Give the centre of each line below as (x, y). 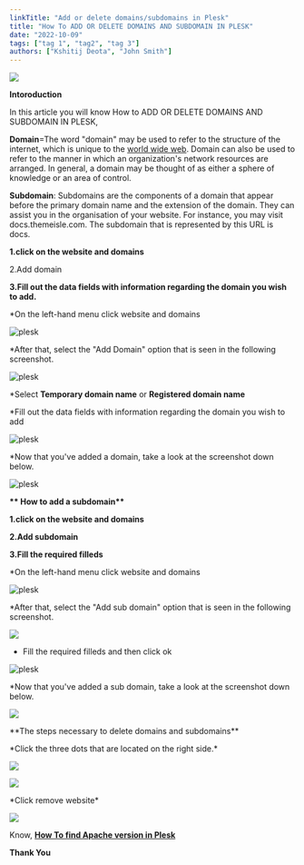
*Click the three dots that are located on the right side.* (113, 749)
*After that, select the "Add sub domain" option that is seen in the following (150, 607)
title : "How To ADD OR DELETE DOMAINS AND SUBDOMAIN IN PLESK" (132, 26)
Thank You (30, 853)
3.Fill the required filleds (56, 554)
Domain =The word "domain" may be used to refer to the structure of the (145, 139)
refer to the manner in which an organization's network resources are (139, 159)
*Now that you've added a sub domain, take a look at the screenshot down (150, 687)
